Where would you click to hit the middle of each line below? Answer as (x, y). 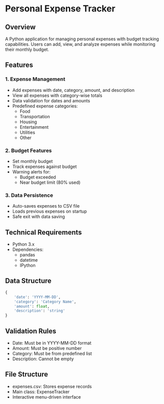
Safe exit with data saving (39, 217)
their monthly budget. (27, 49)
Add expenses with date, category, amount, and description (73, 90)
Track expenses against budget (44, 166)
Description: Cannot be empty (43, 359)
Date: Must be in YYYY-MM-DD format (52, 343)
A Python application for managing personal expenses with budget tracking (82, 39)
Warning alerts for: (31, 171)
